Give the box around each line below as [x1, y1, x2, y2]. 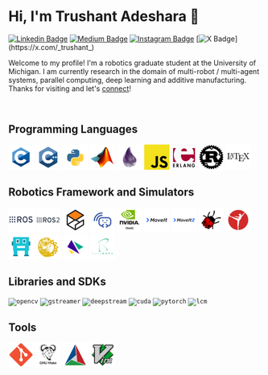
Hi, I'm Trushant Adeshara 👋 [8, 7, 200, 26]
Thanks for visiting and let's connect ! [8, 84, 131, 93]
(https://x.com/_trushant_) [8, 42, 95, 52]
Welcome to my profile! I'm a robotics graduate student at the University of [8, 58, 256, 68]
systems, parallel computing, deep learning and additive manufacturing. [8, 75, 247, 84]
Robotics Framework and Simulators [8, 185, 195, 200]
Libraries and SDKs [8, 274, 107, 288]
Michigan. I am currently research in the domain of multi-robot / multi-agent [8, 66, 260, 76]
